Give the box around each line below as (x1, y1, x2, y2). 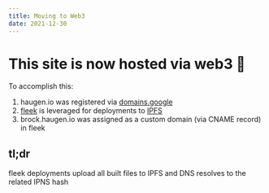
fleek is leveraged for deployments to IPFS (20, 106, 163, 116)
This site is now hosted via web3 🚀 (8, 55, 246, 73)
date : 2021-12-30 (8, 20, 67, 28)
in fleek (20, 123, 46, 133)
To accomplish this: (8, 81, 74, 91)
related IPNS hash (8, 177, 69, 187)
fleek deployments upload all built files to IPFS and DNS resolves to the (8, 169, 246, 178)
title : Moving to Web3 (8, 11, 85, 20)
